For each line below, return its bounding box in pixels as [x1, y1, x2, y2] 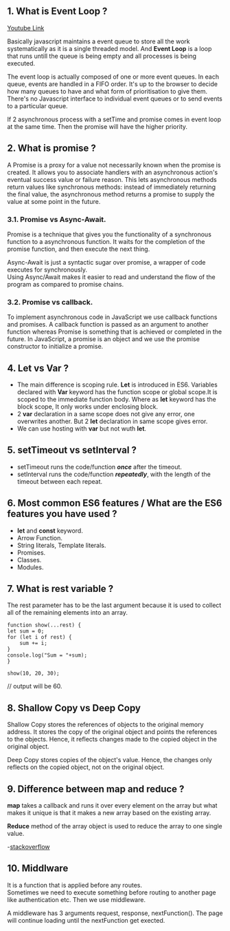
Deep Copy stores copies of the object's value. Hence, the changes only [7, 756, 213, 764]
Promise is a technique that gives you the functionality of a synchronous [7, 230, 211, 238]
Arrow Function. [16, 533, 63, 542]
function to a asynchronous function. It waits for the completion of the [7, 237, 205, 245]
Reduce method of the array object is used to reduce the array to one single [7, 822, 222, 830]
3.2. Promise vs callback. [7, 297, 93, 307]
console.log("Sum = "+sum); [7, 652, 88, 659]
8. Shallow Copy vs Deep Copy [7, 702, 141, 714]
